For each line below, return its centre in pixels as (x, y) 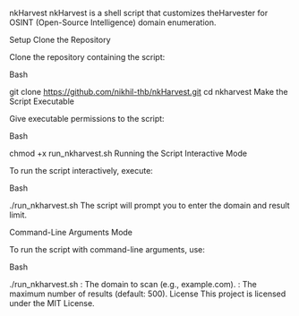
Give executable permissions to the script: (87, 119)
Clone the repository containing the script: (87, 57)
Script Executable (42, 101)
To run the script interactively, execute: (81, 171)
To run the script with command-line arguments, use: (107, 249)
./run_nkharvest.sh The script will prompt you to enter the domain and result (149, 205)
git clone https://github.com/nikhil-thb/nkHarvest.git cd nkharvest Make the (149, 92)
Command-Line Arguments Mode (71, 232)
